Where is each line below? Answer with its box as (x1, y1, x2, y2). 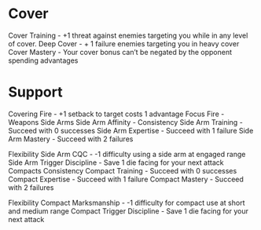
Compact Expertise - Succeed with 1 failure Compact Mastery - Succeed (8, 174, 244, 184)
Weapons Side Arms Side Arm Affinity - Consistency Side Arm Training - (8, 117, 244, 126)
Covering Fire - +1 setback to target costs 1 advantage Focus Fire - (8, 109, 225, 119)
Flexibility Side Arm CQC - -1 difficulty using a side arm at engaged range (8, 149, 246, 159)
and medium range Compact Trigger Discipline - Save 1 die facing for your (8, 206, 249, 216)
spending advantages (8, 56, 79, 65)
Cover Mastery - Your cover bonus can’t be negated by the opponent (8, 47, 233, 57)
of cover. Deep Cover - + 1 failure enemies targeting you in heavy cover (8, 38, 240, 48)
